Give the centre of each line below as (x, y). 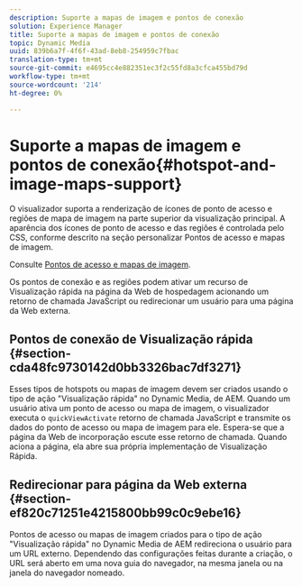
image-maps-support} (96, 183)
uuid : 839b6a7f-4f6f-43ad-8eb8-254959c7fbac (94, 51)
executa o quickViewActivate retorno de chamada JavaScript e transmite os (150, 418)
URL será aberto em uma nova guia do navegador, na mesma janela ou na (146, 564)
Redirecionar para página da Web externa (128, 485)
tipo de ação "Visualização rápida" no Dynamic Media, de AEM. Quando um (150, 399)
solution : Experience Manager (66, 26)
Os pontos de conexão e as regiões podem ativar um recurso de (129, 282)
